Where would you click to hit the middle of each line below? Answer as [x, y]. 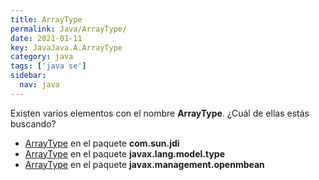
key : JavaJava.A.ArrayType [66, 47]
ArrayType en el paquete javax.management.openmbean [144, 164]
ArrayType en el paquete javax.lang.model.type [125, 153]
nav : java [39, 85]
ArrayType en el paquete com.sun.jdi [102, 143]
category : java [42, 57]
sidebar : [28, 76]
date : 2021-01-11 [46, 38]
